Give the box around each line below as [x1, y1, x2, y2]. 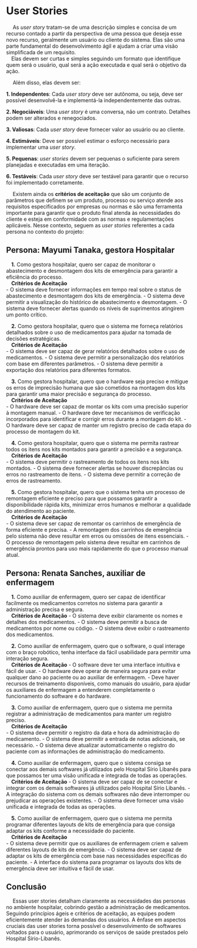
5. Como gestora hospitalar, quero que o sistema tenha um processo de [11, 488, 185, 495]
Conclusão [6, 881, 47, 892]
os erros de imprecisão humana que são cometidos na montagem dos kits [6, 384, 186, 391]
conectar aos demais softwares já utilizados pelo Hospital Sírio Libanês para [6, 766, 191, 773]
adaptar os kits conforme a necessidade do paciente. [6, 827, 135, 834]
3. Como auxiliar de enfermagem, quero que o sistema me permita [11, 704, 172, 711]
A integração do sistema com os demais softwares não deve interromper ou [6, 790, 190, 797]
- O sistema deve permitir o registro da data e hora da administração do [6, 729, 180, 736]
